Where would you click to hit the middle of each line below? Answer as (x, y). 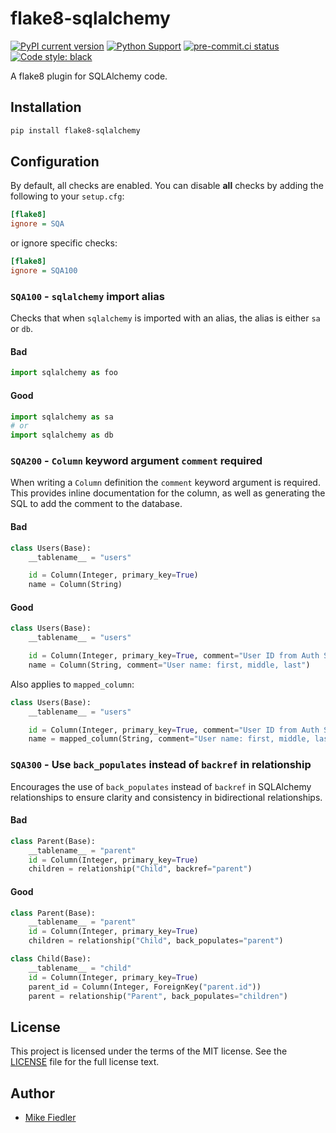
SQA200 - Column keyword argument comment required (136, 461)
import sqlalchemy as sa (62, 417)
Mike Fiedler (50, 1118)
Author (32, 1093)
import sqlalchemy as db (62, 435)
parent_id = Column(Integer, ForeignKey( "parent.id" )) (145, 987)
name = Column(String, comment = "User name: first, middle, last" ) (169, 665)
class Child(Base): (51, 959)
